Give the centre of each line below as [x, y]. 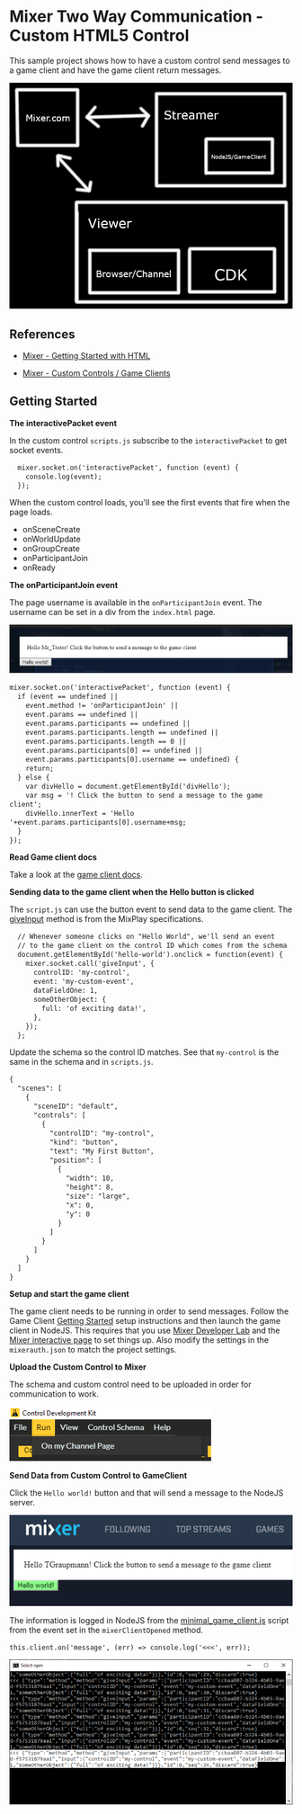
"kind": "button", [84, 1143]
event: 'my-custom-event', [84, 982]
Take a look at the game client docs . [76, 875]
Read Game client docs [53, 857]
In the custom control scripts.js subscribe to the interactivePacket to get [148, 440]
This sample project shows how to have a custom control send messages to [150, 60]
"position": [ [75, 1161]
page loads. [31, 512]
